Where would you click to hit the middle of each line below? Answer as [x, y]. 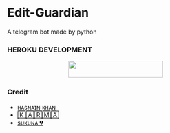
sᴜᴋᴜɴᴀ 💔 [30, 123]
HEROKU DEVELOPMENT [50, 50]
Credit [18, 92]
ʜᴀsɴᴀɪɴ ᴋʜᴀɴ [36, 107]
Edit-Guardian [48, 13]
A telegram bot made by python [52, 32]
